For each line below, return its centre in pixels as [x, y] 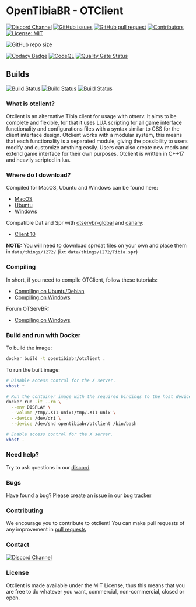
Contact [18, 544]
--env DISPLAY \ [31, 407]
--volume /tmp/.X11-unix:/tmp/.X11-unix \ [64, 413]
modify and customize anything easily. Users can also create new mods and [98, 148]
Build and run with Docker [43, 335]
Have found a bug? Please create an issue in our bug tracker [79, 495]
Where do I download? [38, 175]
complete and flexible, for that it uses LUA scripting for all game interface [94, 123]
